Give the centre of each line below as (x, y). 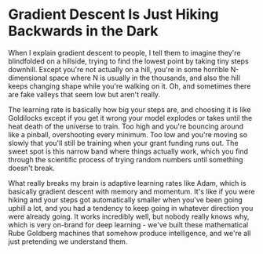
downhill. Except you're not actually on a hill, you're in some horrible (119, 69)
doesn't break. (31, 168)
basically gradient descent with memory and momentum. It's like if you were (131, 191)
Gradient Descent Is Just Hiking (113, 15)
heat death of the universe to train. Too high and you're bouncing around (126, 126)
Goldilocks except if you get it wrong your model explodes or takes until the (130, 118)
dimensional (28, 78)
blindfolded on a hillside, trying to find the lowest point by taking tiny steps (128, 61)
